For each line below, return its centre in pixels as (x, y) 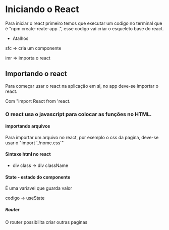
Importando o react (36, 74)
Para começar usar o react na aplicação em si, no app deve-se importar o (82, 86)
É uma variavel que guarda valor (39, 188)
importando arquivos (28, 126)
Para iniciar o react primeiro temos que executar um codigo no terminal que (84, 23)
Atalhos (20, 38)
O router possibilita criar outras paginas (46, 222)
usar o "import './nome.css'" (35, 143)
